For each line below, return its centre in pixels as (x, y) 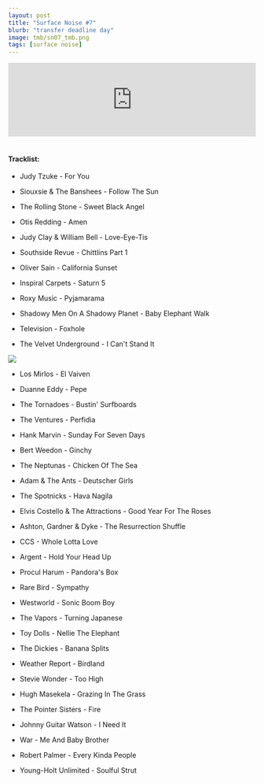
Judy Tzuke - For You (55, 176)
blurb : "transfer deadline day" (61, 30)
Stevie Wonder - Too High (61, 679)
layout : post (29, 15)
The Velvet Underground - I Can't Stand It (87, 344)
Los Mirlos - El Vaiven (55, 374)
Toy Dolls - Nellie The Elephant (70, 633)
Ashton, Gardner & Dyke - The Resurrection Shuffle (103, 526)
